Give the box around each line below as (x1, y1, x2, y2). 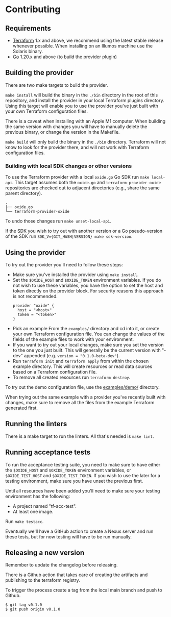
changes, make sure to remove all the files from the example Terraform (5, 399, 155, 405)
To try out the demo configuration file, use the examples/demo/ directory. (5, 384, 160, 390)
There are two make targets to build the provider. (5, 82, 108, 88)
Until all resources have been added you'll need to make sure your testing (5, 487, 160, 493)
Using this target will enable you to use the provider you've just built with (5, 103, 158, 109)
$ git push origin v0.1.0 (5, 607, 60, 612)
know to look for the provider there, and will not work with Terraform (5, 144, 149, 150)
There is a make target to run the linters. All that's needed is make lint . (5, 433, 154, 439)
